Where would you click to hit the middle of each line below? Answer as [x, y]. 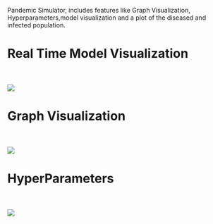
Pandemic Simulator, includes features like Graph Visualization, [99, 10]
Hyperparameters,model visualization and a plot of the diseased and [107, 18]
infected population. [36, 25]
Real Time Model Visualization [98, 54]
